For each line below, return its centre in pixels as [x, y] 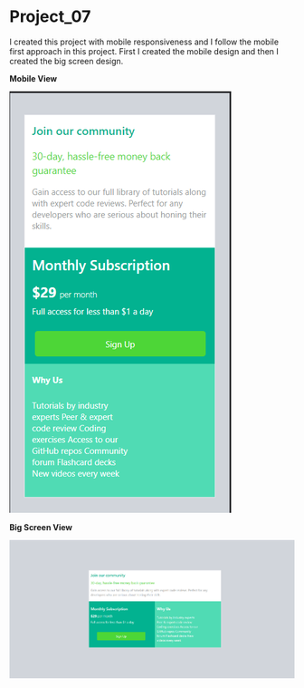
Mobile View [33, 78]
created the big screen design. [66, 61]
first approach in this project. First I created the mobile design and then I [144, 51]
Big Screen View [41, 527]
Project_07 [50, 17]
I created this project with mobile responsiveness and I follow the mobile [144, 42]
